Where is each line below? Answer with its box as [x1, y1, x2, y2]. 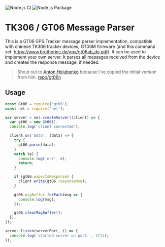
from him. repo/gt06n [17, 74, 61, 80]
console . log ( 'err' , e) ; [18, 156, 67, 161]
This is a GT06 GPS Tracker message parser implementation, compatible [5, 38, 153, 44]
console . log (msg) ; [18, 197, 56, 202]
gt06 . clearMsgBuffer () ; [14, 210, 63, 215]
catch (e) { [14, 151, 38, 157]
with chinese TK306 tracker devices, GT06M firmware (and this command [5, 43, 156, 49]
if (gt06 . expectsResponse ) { [14, 174, 74, 179]
